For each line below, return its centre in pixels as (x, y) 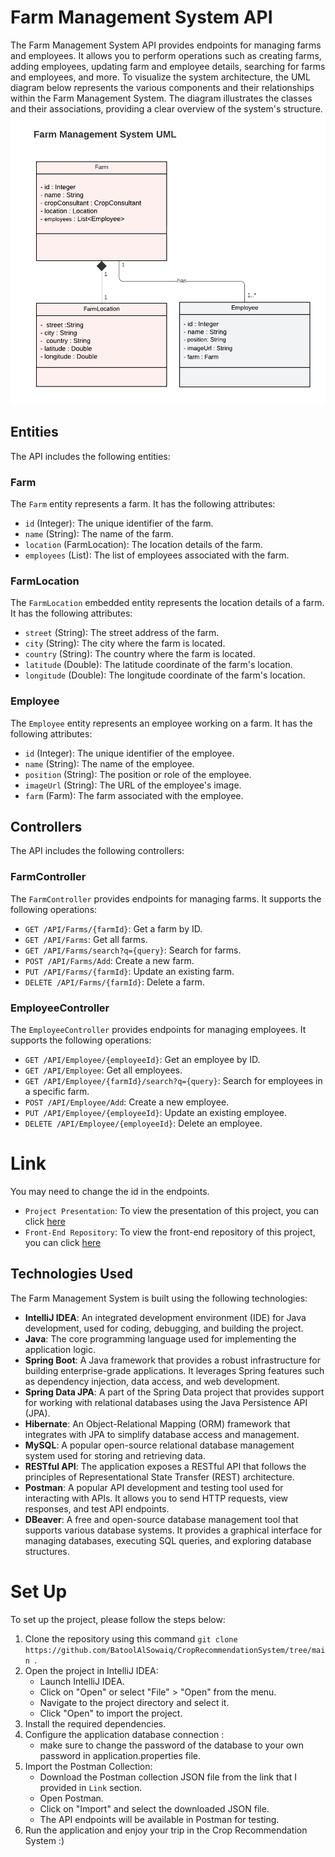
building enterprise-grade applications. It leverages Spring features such (174, 1370)
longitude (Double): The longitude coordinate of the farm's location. (165, 675)
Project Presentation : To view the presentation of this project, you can (172, 1210)
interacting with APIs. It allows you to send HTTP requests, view (156, 1498)
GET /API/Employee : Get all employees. (103, 1070)
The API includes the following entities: (90, 456)
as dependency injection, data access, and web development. (152, 1381)
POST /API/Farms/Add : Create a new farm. (109, 960)
